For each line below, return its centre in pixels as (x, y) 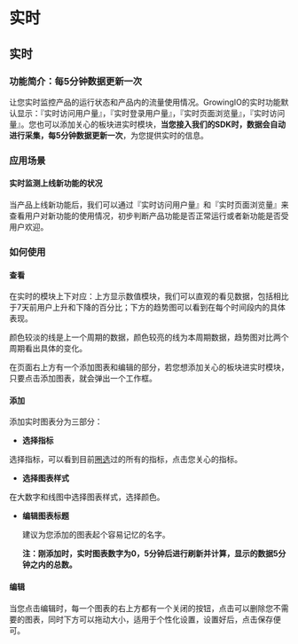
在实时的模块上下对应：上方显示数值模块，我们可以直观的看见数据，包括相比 (149, 296)
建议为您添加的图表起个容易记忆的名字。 (96, 535)
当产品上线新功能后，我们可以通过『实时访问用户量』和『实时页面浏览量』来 (149, 204)
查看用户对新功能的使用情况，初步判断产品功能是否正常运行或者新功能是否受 (149, 216)
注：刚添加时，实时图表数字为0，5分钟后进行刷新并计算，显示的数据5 (150, 554)
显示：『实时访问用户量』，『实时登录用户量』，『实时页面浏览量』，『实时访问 (151, 113)
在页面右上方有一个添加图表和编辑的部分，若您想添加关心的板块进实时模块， (149, 367)
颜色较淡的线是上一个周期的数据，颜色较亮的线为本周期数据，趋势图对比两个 (149, 337)
